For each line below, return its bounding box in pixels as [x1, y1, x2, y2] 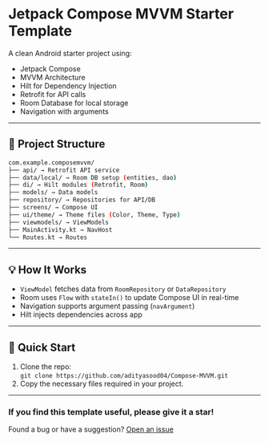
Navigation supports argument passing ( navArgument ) [19, 302, 195, 311]
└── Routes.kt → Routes [8, 233, 88, 241]
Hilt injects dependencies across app [19, 310, 143, 319]
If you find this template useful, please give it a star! [8, 406, 215, 417]
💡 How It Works [8, 262, 87, 277]
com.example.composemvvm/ [8, 158, 94, 167]
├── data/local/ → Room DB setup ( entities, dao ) [8, 173, 178, 181]
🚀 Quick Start [8, 340, 76, 354]
